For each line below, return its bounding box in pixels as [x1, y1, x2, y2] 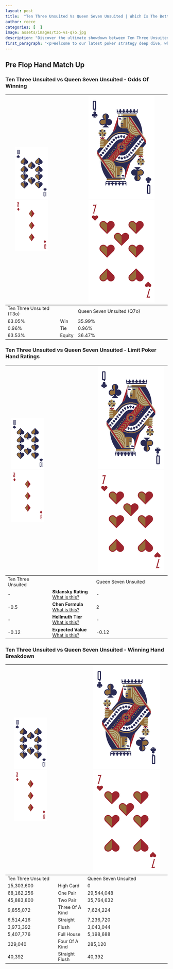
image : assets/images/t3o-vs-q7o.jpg [5, 30, 86, 36]
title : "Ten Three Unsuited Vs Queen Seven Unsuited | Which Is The [5, 13, 158, 19]
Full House [58, 931, 81, 937]
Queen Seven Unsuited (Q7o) [78, 308, 141, 314]
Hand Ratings [5, 353, 40, 360]
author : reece [5, 19, 36, 24]
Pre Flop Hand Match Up [5, 61, 85, 69]
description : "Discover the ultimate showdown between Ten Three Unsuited [5, 36, 169, 41]
